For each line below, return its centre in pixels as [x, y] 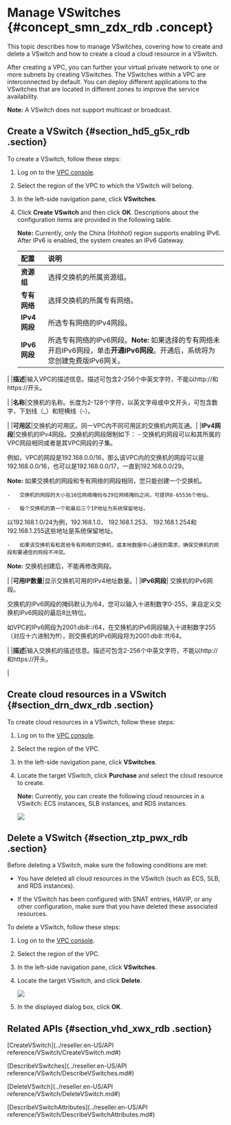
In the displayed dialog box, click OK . [69, 1007]
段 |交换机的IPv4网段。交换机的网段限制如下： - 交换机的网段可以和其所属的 [114, 434]
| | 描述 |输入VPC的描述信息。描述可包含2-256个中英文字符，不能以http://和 [113, 379]
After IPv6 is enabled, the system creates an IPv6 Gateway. [101, 240]
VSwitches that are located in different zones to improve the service [103, 89]
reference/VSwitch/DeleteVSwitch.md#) [64, 1094]
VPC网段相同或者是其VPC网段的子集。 [62, 443]
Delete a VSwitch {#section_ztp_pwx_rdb [98, 838]
